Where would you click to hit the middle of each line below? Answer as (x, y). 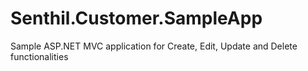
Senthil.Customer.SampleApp (136, 18)
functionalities (39, 56)
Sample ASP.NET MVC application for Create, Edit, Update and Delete (154, 46)
